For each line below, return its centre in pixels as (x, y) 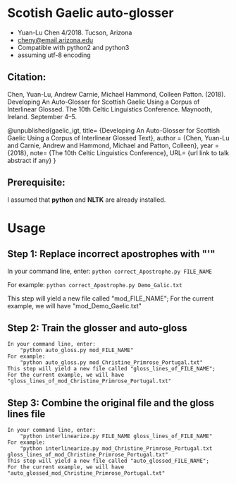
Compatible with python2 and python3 (73, 47)
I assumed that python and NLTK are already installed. (87, 200)
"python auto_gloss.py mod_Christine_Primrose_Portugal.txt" (111, 363)
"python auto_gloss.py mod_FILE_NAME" (77, 351)
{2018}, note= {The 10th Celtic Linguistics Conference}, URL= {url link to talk (118, 152)
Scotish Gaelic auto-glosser (91, 13)
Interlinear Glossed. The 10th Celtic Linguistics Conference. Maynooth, (110, 109)
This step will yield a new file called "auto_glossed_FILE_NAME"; (108, 461)
